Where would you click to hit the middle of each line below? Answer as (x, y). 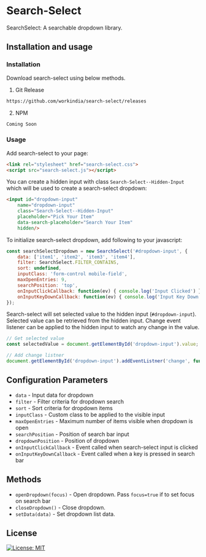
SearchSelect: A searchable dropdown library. (64, 28)
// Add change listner (35, 356)
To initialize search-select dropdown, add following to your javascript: (94, 240)
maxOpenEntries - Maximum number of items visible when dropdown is (104, 421)
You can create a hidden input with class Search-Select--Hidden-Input (95, 182)
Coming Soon (21, 124)
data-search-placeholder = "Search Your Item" (75, 222)
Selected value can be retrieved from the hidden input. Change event (93, 321)
